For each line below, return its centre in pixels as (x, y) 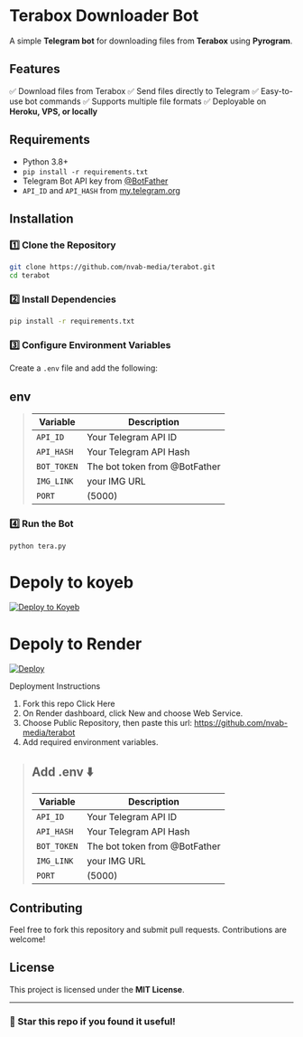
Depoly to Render (76, 644)
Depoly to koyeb (71, 582)
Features (35, 69)
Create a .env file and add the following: (83, 368)
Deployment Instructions (55, 686)
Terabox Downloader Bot (104, 16)
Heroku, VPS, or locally (54, 111)
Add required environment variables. (90, 742)
